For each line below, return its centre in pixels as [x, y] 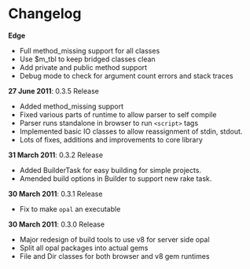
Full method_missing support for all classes [90, 50]
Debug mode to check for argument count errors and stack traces [126, 76]
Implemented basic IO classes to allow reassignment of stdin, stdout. [131, 131]
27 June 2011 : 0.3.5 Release [54, 90]
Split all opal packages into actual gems [84, 248]
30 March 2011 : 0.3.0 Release [56, 224]
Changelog [45, 14]
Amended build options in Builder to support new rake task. [116, 179]
